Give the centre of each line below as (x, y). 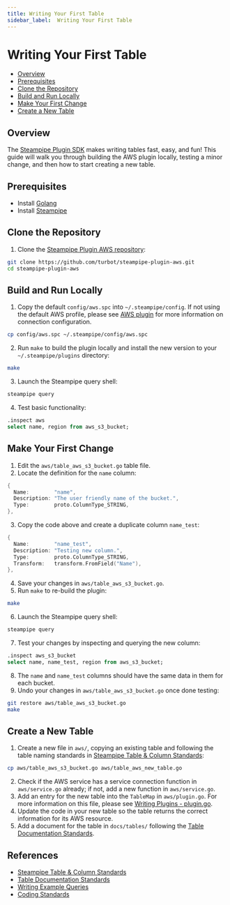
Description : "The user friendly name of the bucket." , (96, 499)
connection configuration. (54, 322)
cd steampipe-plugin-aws (43, 268)
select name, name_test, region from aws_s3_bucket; (85, 662)
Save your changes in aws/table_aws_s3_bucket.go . (91, 584)
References (33, 855)
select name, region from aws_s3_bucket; (68, 427)
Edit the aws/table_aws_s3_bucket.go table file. (84, 465)
